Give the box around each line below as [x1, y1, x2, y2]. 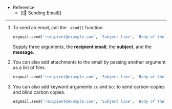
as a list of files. [12, 64, 46, 71]
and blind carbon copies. [12, 89, 66, 95]
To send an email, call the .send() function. [12, 25, 104, 30]
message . [12, 49, 34, 55]
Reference [12, 5, 35, 10]
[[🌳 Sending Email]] [20, 10, 61, 16]
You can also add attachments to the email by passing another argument [12, 59, 166, 65]
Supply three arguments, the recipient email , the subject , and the [12, 43, 152, 50]
